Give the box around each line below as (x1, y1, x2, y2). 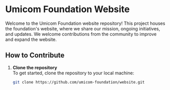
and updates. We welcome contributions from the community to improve (5, 31, 157, 37)
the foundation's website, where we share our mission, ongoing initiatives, (5, 25, 160, 31)
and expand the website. (5, 36, 57, 42)
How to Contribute (5, 51, 65, 60)
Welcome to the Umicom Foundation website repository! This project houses (5, 20, 165, 26)
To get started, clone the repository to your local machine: (12, 70, 134, 76)
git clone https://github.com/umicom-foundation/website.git (12, 79, 145, 84)
